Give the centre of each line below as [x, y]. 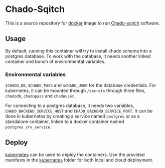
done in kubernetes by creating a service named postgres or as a [72, 116]
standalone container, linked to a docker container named [65, 121]
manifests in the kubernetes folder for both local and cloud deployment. [79, 160]
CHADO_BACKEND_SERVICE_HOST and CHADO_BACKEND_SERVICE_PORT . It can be [79, 111]
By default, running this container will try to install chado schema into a [78, 50]
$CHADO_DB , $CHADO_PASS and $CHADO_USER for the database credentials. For [81, 85]
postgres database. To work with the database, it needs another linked [78, 56]
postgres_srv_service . [28, 127]
